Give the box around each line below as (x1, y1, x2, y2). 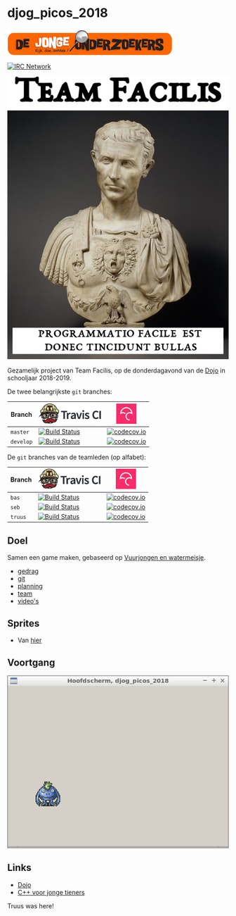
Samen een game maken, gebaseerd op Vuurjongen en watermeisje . (7, 553, 206, 562)
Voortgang (7, 656, 55, 668)
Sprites (7, 617, 40, 629)
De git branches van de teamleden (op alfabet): (7, 453, 146, 461)
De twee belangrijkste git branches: (7, 387, 112, 396)
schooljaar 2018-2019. (7, 374, 72, 382)
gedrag (17, 567, 39, 575)
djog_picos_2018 (7, 5, 109, 21)
